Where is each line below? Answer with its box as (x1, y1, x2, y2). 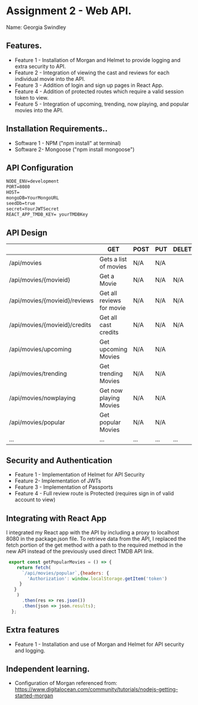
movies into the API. (14, 106, 64, 113)
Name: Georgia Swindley (6, 24, 67, 31)
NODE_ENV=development (6, 178, 60, 184)
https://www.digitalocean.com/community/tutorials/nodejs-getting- (14, 686, 179, 693)
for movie (99, 304, 126, 312)
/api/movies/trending (9, 370, 67, 378)
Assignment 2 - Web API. (6, 4, 132, 18)
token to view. (14, 94, 49, 101)
